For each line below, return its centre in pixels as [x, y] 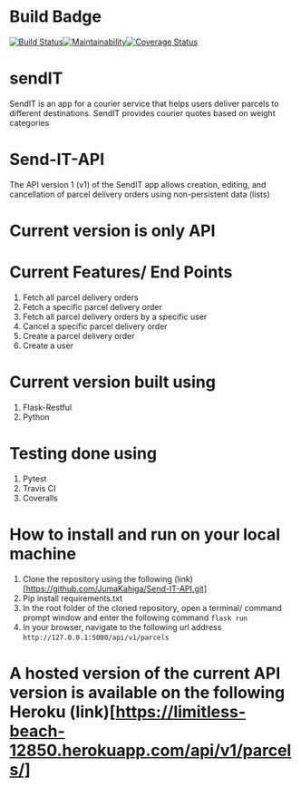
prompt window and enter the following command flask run [135, 617]
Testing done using [83, 454]
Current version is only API [112, 231]
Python [36, 417]
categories [29, 122]
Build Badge [56, 17]
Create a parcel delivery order [78, 335]
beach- [37, 731]
